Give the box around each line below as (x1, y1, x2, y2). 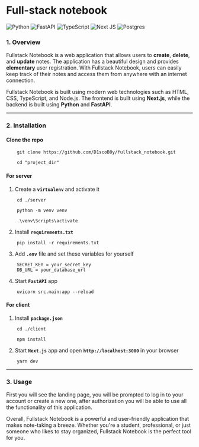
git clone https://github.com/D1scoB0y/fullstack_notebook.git (17, 149, 176, 155)
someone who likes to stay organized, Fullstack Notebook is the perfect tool (6, 428, 191, 435)
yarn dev (17, 358, 38, 364)
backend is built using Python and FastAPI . (6, 101, 113, 108)
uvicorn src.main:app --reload (17, 289, 94, 295)
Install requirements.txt (14, 228, 73, 235)
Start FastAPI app (14, 277, 58, 284)
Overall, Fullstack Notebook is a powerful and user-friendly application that (6, 415, 190, 423)
